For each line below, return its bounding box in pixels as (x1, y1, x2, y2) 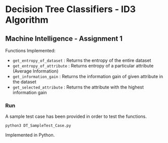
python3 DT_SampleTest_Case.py (5, 123, 71, 128)
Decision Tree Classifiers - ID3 (5, 4, 136, 15)
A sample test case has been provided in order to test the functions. (5, 113, 147, 119)
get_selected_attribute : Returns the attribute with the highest (12, 84, 144, 90)
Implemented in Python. (5, 132, 55, 138)
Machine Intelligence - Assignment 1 (5, 34, 123, 43)
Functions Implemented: (5, 48, 56, 53)
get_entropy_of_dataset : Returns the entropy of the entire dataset (12, 57, 151, 63)
